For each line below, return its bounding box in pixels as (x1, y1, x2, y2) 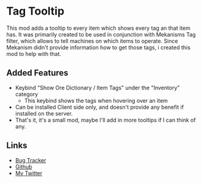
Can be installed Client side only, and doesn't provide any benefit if (15, 103, 184, 111)
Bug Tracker (15, 156, 46, 164)
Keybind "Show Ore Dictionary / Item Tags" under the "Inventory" (15, 84, 180, 91)
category (15, 90, 38, 98)
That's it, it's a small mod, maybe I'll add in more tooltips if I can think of (15, 116, 197, 123)
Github (15, 163, 32, 170)
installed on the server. (15, 109, 73, 117)
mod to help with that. (6, 50, 62, 57)
